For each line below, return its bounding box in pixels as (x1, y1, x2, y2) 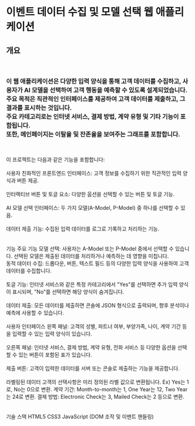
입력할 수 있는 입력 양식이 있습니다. (12, 331, 92, 338)
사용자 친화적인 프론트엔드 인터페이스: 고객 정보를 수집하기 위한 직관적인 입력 (6, 170, 182, 177)
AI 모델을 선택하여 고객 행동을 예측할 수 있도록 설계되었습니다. (24, 86, 188, 94)
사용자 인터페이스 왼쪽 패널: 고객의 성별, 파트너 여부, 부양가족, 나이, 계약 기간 (6, 323, 181, 330)
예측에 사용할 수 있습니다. (6, 309, 65, 316)
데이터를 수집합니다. (6, 268, 52, 275)
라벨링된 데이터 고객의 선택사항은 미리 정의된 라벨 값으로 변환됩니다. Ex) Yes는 (6, 378, 186, 386)
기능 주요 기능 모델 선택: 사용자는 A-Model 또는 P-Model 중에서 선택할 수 (6, 245, 174, 252)
